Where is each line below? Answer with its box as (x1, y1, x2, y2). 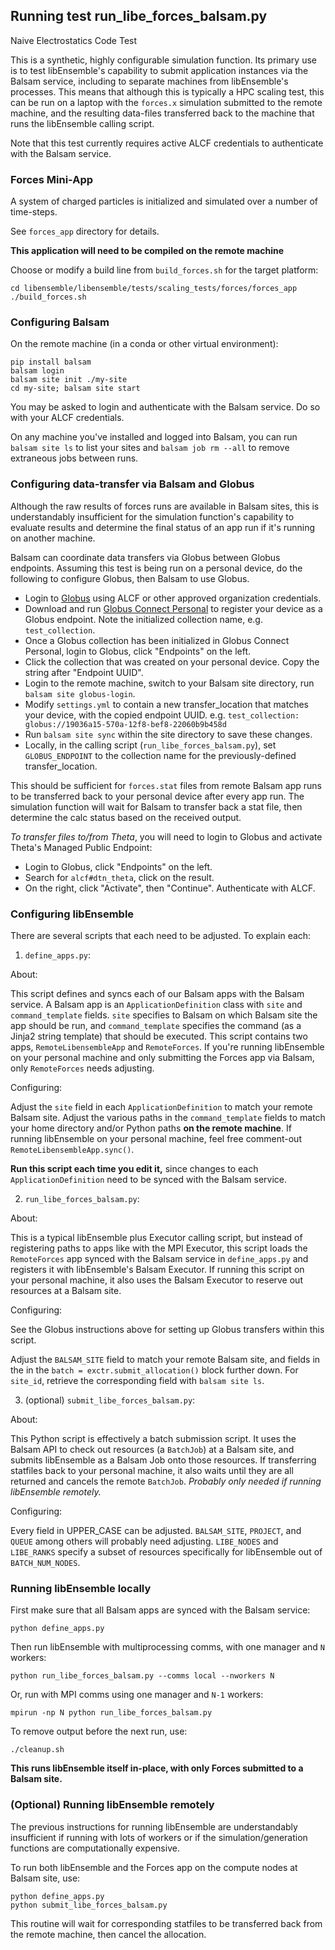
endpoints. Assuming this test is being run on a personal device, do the (10, 562, 303, 574)
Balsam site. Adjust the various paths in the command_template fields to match (10, 1112, 326, 1123)
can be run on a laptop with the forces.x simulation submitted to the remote (10, 96, 323, 108)
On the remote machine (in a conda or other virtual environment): (10, 338, 279, 350)
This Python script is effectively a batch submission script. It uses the (10, 1433, 297, 1444)
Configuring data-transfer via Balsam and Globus (10, 477, 255, 491)
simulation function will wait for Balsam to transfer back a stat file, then (10, 800, 303, 813)
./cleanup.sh (10, 1745, 65, 1755)
